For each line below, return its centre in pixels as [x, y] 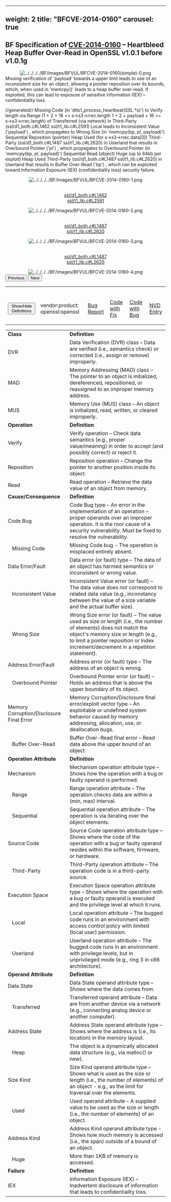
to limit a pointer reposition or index [112, 641]
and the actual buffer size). [102, 607]
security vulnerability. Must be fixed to [115, 531]
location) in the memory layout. [107, 1038]
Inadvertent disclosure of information [114, 1186]
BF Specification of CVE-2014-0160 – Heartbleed [84, 45]
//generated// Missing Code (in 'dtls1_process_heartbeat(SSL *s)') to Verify [84, 110]
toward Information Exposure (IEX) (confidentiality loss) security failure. [80, 170]
